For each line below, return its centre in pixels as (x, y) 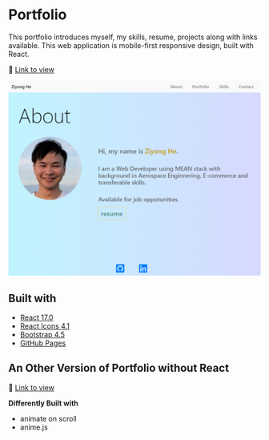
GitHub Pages (43, 343)
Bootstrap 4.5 (42, 335)
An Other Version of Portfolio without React (119, 368)
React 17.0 (36, 317)
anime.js (34, 427)
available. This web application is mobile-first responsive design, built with (131, 45)
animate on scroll (48, 418)
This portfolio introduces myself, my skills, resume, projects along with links (133, 37)
